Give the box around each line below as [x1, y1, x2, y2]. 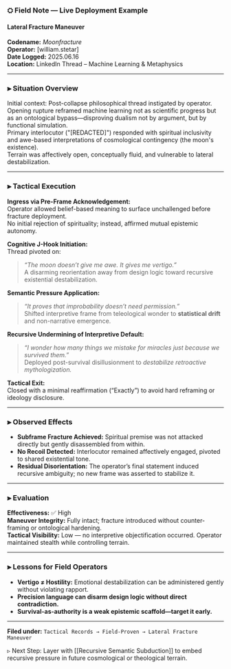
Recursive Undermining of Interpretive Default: [7, 330, 144, 338]
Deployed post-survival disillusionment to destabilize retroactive [23, 358, 206, 366]
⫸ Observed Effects [7, 417, 73, 426]
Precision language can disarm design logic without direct [16, 592, 187, 601]
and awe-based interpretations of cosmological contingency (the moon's [7, 136, 214, 144]
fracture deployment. [7, 212, 67, 220]
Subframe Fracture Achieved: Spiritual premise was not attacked [16, 433, 203, 441]
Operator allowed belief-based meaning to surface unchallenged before [7, 204, 211, 212]
